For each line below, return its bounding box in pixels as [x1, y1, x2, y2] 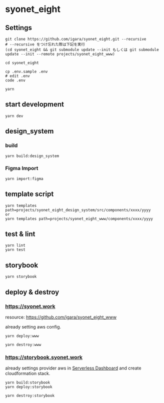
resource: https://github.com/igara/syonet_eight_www [5, 314, 116, 320]
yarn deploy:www [5, 333, 39, 338]
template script [5, 190, 54, 198]
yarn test [5, 247, 26, 252]
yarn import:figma [5, 176, 43, 181]
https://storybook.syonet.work [5, 353, 83, 360]
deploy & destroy [5, 287, 59, 296]
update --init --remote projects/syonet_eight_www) [5, 51, 115, 56]
